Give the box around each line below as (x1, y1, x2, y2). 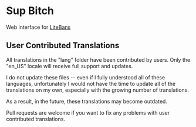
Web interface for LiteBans (6, 24, 71, 31)
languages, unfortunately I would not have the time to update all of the (6, 80, 176, 87)
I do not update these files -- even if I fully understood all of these (6, 73, 165, 81)
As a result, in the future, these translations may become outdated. (6, 98, 167, 105)
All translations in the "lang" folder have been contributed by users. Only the (6, 56, 191, 63)
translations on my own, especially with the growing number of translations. (6, 86, 190, 93)
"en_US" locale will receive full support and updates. (6, 62, 133, 69)
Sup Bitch (6, 4, 55, 18)
